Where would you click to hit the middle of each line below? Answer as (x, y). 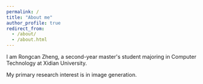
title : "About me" (29, 17)
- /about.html (29, 40)
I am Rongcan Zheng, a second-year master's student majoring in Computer (101, 57)
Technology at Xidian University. (47, 63)
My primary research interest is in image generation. (72, 75)
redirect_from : (25, 28)
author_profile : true (34, 23)
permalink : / (23, 12)
